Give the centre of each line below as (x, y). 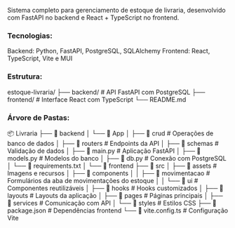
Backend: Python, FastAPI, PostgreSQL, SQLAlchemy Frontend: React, (109, 51)
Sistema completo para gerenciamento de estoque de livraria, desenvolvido (116, 10)
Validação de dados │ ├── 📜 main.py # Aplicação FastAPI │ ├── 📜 (104, 151)
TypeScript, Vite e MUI (40, 58)
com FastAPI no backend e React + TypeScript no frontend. (93, 18)
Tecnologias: (30, 36)
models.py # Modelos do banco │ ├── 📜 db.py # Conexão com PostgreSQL (117, 158)
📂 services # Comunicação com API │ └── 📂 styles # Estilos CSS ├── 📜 (112, 203)
